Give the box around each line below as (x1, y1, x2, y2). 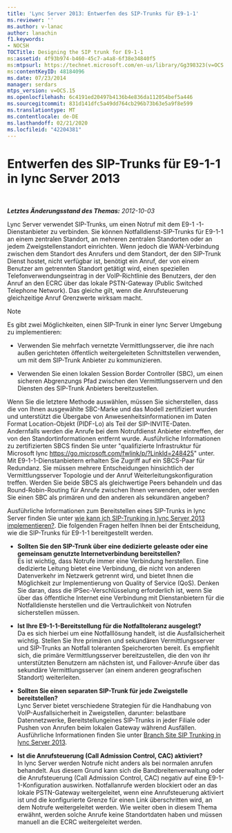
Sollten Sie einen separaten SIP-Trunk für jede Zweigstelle (17, 687, 188, 695)
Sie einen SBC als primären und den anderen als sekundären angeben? (7, 493, 209, 502)
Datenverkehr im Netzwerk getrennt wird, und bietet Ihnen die (17, 572, 193, 580)
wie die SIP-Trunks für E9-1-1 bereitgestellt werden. (7, 529, 153, 537)
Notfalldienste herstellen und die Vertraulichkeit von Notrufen (17, 601, 192, 609)
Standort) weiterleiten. (17, 673, 81, 682)
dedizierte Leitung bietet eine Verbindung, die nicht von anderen (17, 564, 201, 573)
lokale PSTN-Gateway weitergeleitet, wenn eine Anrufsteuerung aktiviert (17, 789, 224, 797)
